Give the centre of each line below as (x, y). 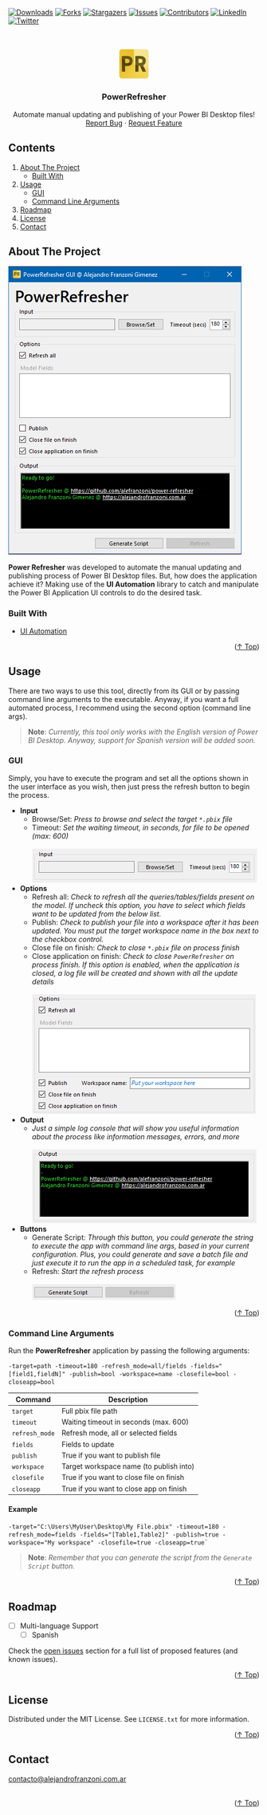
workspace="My (32, 1543)
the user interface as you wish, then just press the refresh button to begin (129, 787)
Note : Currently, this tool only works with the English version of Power (143, 732)
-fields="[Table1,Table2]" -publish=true (149, 1535)
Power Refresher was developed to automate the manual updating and (125, 567)
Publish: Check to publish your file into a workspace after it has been (145, 922)
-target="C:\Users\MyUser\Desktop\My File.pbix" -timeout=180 (114, 1527)
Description (128, 1399)
